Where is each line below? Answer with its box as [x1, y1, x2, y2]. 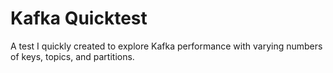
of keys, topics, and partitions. [10, 50, 135, 62]
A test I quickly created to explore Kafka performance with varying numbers [10, 40, 323, 52]
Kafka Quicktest [10, 7, 148, 30]
